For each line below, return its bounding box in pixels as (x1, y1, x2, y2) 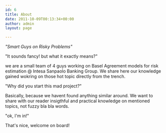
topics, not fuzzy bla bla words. (5, 103, 69, 109)
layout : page (5, 26, 32, 31)
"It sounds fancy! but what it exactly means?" (5, 53, 98, 60)
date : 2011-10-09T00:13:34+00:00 (5, 16, 74, 21)
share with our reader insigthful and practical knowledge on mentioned (5, 98, 150, 104)
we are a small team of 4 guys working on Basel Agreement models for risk (5, 63, 159, 69)
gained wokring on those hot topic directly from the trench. (5, 73, 126, 79)
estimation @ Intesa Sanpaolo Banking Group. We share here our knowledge (5, 68, 161, 74)
